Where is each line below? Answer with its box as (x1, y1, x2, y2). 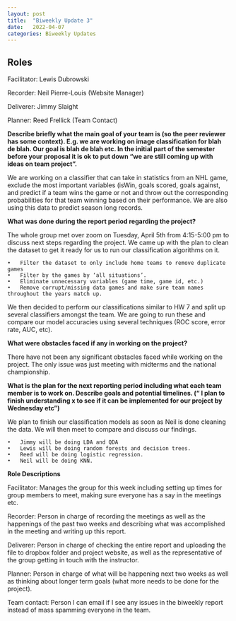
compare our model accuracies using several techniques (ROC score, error (7, 318, 226, 326)
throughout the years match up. (7, 290, 102, 297)
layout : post (7, 10, 46, 18)
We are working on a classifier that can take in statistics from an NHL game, (7, 174, 228, 182)
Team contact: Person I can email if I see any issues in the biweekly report (7, 598, 223, 607)
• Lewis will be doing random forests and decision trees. (7, 445, 191, 452)
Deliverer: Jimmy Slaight (7, 102, 78, 111)
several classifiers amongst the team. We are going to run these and (7, 310, 206, 319)
